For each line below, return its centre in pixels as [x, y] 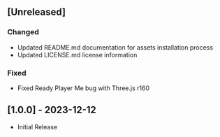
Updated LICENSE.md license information [77, 55]
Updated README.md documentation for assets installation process [115, 47]
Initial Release [37, 127]
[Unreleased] [37, 12]
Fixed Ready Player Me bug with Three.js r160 [83, 88]
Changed [23, 32]
